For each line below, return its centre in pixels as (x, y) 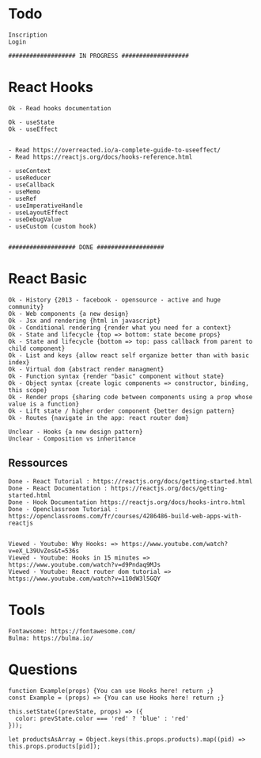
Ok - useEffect (33, 129)
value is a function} (44, 404)
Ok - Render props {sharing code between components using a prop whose (130, 397)
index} (19, 362)
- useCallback (32, 185)
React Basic (48, 279)
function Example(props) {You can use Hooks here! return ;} (111, 691)
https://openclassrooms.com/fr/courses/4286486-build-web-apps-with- (125, 516)
